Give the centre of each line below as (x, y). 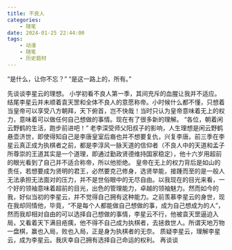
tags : (15, 39)
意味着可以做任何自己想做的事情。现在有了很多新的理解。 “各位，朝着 (118, 119)
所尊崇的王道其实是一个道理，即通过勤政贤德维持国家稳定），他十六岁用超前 (115, 154)
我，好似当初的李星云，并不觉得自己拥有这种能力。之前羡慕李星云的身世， (113, 196)
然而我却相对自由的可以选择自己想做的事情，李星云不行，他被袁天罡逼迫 (110, 213)
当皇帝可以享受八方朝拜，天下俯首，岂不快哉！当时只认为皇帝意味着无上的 (113, 110)
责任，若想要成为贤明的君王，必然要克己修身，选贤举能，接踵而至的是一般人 (116, 171)
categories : (24, 20)
